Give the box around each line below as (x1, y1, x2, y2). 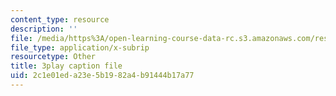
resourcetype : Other (10, 52, 97, 62)
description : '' (10, 24, 78, 34)
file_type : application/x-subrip (10, 42, 150, 53)
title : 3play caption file (10, 61, 123, 71)
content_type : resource (10, 14, 110, 25)
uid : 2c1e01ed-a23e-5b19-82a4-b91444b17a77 (10, 71, 195, 81)
